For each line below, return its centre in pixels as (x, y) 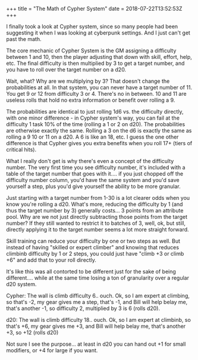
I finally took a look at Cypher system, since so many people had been (92, 26)
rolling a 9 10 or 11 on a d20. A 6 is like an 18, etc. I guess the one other (92, 137)
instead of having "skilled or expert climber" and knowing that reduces (93, 247)
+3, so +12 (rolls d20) (32, 332)
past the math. (24, 39)
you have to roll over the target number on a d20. (66, 70)
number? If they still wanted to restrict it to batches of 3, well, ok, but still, (96, 223)
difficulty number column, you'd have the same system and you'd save (93, 180)
